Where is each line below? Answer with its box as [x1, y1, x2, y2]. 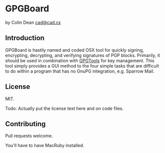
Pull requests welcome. [5, 133, 53, 139]
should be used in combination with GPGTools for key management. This [5, 58, 155, 64]
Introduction [5, 34, 45, 42]
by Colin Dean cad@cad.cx [5, 19, 61, 25]
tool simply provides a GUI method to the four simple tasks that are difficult [5, 63, 160, 69]
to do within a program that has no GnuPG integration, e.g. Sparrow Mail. [5, 68, 155, 74]
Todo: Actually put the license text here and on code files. [5, 105, 124, 111]
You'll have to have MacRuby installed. [5, 143, 85, 149]
